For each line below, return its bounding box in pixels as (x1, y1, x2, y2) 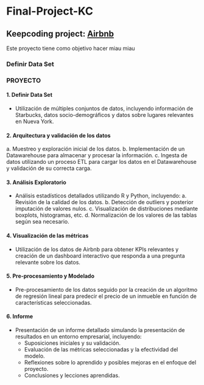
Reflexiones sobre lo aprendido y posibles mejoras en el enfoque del (24, 359, 197, 366)
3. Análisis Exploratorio (6, 178, 67, 186)
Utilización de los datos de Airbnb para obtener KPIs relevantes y (15, 245, 179, 253)
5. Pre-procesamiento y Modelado (6, 272, 94, 280)
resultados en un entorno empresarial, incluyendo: (15, 333, 142, 341)
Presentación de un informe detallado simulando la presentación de (15, 327, 185, 334)
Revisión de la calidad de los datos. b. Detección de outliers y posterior (15, 199, 194, 206)
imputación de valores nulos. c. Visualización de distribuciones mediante (15, 205, 198, 213)
